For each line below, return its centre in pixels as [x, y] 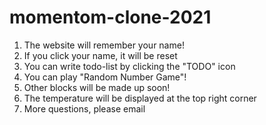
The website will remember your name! [104, 45]
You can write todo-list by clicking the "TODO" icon [129, 66]
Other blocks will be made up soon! [97, 87]
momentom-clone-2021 [110, 17]
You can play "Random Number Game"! [105, 77]
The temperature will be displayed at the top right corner [140, 98]
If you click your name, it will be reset [100, 55]
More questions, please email [84, 108]
